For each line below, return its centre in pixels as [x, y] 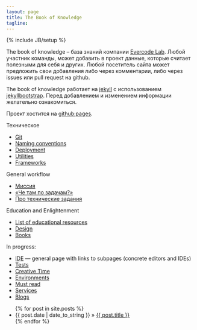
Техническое [23, 125]
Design [24, 229]
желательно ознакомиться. [42, 102]
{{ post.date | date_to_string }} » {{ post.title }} [72, 315]
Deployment [30, 150]
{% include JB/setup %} [36, 40]
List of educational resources [51, 222]
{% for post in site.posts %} [49, 309]
